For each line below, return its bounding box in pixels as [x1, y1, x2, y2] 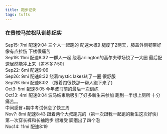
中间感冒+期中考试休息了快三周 [5, 104, 70, 110]
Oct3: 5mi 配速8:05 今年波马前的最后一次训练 [5, 86, 99, 92]
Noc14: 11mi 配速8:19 [5, 123, 48, 129]
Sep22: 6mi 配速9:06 [5, 67, 49, 73]
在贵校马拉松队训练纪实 [5, 30, 62, 37]
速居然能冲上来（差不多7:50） [5, 61, 67, 67]
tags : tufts [5, 12, 30, 17]
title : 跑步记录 [5, 7, 36, 13]
